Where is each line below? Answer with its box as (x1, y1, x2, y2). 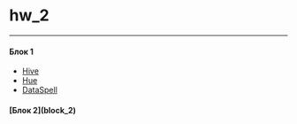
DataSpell (21, 85, 57, 96)
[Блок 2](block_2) (9, 105, 77, 115)
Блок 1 (9, 46, 34, 57)
